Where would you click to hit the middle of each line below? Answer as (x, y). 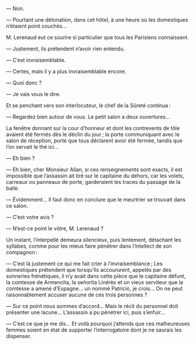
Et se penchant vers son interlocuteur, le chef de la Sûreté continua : (88, 105)
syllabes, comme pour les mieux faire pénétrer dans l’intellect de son (89, 246)
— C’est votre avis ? (30, 217)
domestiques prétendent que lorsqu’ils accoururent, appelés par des (89, 270)
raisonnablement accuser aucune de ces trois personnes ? (77, 295)
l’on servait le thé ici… (32, 147)
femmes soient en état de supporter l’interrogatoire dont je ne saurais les (94, 330)
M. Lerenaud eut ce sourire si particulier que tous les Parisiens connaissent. (97, 37)
